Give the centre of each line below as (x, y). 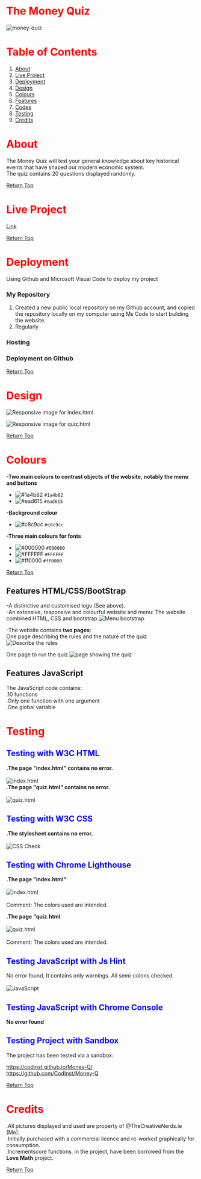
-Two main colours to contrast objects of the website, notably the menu (97, 477)
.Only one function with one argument (53, 700)
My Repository (28, 294)
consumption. (23, 1145)
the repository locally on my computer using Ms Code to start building (102, 313)
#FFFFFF (54, 555)
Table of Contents (52, 52)
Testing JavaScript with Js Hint (66, 961)
